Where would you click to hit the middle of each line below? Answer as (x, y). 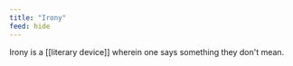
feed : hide (30, 26)
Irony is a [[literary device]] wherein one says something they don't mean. (147, 52)
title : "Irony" (38, 18)
